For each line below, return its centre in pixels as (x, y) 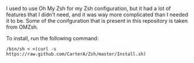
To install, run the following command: (52, 38)
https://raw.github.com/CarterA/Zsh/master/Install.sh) (76, 54)
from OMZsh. (22, 27)
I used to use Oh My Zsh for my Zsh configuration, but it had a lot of (88, 8)
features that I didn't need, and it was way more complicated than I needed (97, 15)
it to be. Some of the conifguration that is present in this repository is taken (97, 21)
